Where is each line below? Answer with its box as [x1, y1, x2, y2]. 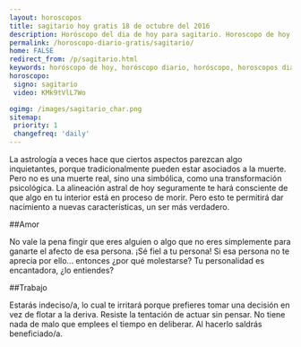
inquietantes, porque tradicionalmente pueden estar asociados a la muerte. [9, 163, 287, 174]
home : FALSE [9, 47, 54, 56]
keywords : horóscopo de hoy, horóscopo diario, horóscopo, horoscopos [9, 64, 279, 73]
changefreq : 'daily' [13, 129, 90, 139]
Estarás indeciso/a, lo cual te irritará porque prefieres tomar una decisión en [9, 299, 290, 310]
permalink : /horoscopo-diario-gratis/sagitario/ [9, 38, 194, 48]
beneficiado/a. [9, 328, 63, 339]
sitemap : [9, 113, 42, 122]
